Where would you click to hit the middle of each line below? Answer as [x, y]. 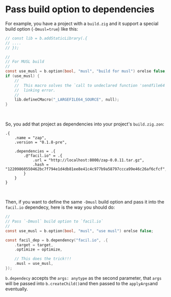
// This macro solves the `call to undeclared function [76, 85]
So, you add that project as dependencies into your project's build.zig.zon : [85, 124]
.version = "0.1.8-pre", [41, 142]
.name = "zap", [31, 138]
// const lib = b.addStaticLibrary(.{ [46, 38]
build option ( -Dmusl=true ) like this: [42, 29]
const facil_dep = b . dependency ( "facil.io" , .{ [57, 240]
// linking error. [35, 90]
